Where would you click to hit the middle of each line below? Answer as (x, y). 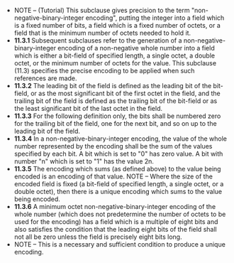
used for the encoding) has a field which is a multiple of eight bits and (116, 222)
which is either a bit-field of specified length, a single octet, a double (114, 55)
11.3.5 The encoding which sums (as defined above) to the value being (117, 169)
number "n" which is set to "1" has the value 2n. (84, 161)
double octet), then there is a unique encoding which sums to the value (118, 192)
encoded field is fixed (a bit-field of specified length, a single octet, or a (119, 184)
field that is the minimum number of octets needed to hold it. (102, 33)
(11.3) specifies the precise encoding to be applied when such (104, 71)
